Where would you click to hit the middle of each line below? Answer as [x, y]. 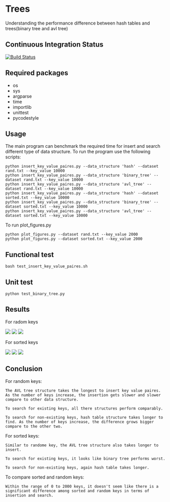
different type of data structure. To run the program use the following [78, 152]
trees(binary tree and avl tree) [37, 28]
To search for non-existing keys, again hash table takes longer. [77, 467]
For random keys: [24, 381]
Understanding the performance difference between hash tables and [78, 23]
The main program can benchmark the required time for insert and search [83, 146]
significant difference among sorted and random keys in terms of [77, 491]
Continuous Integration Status [54, 45]
